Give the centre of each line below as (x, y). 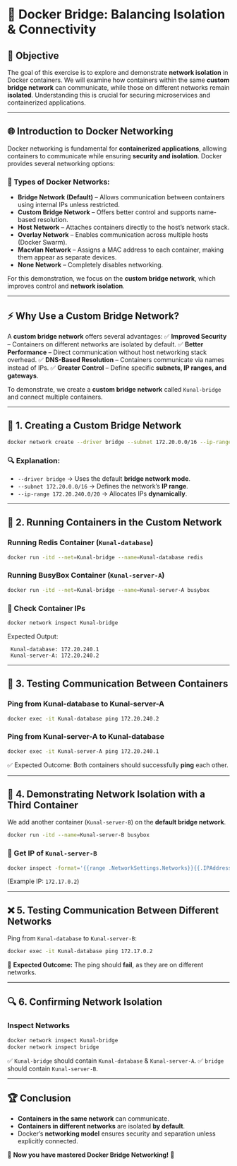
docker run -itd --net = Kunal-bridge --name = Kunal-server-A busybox (109, 590)
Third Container (43, 805)
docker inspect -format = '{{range (56, 868)
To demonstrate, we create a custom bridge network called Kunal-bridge (114, 389)
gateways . (23, 375)
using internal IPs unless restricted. (68, 205)
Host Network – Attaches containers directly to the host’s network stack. (123, 227)
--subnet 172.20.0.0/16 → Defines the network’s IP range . (103, 486)
